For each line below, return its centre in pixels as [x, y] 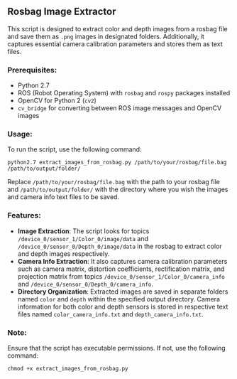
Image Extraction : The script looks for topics [83, 231]
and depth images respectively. [64, 253]
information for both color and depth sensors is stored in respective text [123, 306]
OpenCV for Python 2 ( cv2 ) [57, 101]
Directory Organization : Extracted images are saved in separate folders [123, 292]
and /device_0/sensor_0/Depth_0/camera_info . [86, 284]
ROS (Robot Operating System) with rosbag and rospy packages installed [124, 93]
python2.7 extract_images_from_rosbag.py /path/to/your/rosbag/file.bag [117, 163]
